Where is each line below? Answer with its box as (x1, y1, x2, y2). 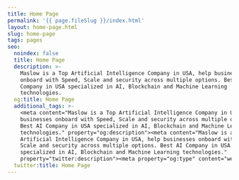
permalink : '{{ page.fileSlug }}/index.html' (7, 17, 144, 24)
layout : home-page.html (7, 23, 78, 30)
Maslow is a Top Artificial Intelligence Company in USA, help (20, 69, 212, 77)
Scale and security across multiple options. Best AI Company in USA (20, 142, 231, 150)
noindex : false (14, 50, 59, 57)
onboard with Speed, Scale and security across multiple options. (20, 76, 221, 84)
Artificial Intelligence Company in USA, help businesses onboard (20, 135, 221, 142)
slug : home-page (7, 30, 55, 38)
